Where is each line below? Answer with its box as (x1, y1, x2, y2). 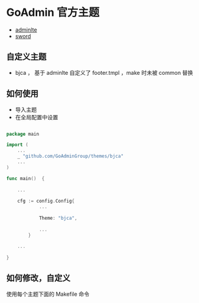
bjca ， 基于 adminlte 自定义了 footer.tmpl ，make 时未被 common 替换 (15, 69, 194, 76)
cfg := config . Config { (17, 198, 75, 204)
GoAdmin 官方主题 (6, 5, 100, 19)
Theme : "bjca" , (38, 215, 78, 221)
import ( (6, 142, 29, 148)
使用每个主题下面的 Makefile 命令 (6, 290, 90, 298)
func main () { (6, 175, 45, 181)
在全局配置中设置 (15, 113, 58, 120)
